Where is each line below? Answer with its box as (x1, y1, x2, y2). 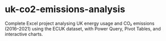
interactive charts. (5, 31, 43, 37)
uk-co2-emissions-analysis (5, 4, 126, 15)
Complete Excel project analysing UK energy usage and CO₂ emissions (5, 20, 155, 26)
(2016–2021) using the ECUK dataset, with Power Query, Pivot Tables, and (5, 25, 161, 31)
